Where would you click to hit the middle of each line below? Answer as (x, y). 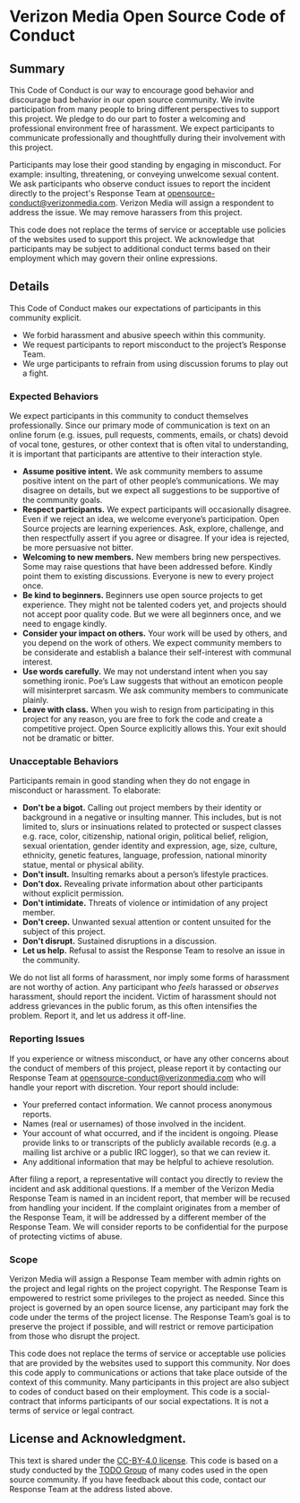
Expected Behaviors (54, 396)
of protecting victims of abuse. (66, 1236)
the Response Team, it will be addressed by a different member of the (138, 1217)
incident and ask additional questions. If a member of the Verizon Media (142, 1188)
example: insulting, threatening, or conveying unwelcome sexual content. (144, 174)
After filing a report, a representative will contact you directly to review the (146, 1179)
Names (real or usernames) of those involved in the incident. (134, 1124)
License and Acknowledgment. (98, 1439)
